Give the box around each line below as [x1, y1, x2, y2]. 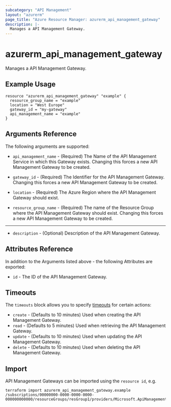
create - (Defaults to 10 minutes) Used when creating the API [12, 312, 141, 318]
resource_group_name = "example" [10, 98, 81, 103]
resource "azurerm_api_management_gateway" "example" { [5, 93, 126, 98]
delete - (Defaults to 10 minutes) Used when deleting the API [12, 344, 141, 350]
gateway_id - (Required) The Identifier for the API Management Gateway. [12, 174, 165, 180]
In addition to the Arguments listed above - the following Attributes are [5, 258, 153, 264]
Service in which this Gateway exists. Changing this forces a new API [12, 159, 158, 165]
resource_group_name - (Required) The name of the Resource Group [12, 205, 154, 211]
